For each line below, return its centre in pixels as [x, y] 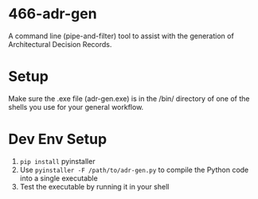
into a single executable [59, 178]
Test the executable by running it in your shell [94, 186]
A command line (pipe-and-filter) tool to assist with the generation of [121, 36]
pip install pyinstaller [57, 161]
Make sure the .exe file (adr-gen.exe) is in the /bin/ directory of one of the [129, 98]
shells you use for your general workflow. [76, 107]
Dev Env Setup [58, 139]
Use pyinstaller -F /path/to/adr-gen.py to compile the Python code [134, 170]
